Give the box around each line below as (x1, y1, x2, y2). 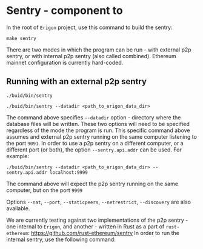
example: (6, 152, 29, 159)
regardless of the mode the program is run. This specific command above (6, 127, 190, 134)
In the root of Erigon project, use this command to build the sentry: (6, 24, 173, 31)
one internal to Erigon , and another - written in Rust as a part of (6, 222, 165, 230)
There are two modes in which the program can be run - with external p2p (6, 46, 192, 53)
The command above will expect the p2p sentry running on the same (6, 180, 179, 187)
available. (6, 204, 30, 212)
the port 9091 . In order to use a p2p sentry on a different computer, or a (6, 139, 184, 147)
